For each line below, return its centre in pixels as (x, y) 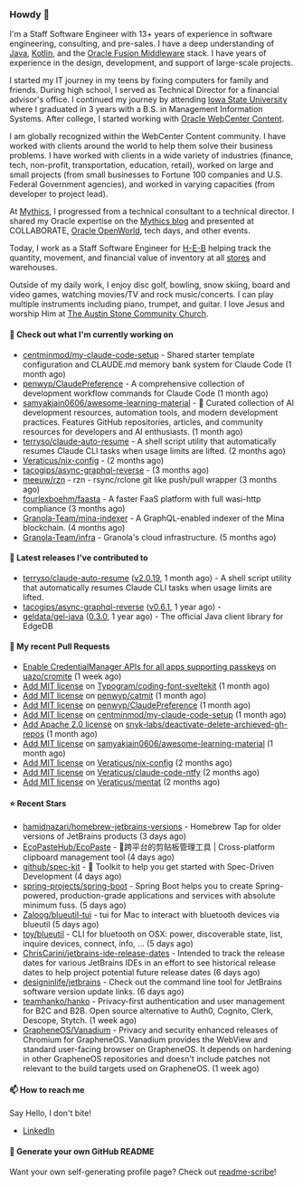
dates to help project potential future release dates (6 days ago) (141, 973)
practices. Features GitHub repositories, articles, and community (143, 422)
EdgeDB (38, 626)
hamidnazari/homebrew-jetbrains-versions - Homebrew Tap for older (152, 827)
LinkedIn (38, 1131)
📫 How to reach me (47, 1089)
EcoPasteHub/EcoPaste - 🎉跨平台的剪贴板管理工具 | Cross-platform (149, 847)
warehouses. (33, 268)
